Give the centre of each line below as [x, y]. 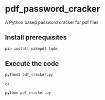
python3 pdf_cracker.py [29, 75]
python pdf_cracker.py [28, 93]
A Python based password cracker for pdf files [52, 22]
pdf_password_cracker [53, 9]
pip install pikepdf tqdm [31, 49]
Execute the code [32, 64]
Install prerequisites [36, 37]
